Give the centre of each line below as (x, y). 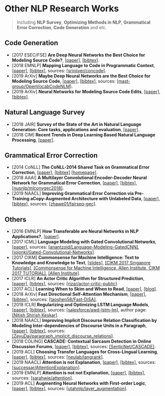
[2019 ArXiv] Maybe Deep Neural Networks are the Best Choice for (81, 76)
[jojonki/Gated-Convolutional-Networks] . (53, 252)
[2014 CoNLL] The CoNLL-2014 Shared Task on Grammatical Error (81, 167)
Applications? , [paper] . (36, 237)
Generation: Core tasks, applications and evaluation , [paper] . (76, 129)
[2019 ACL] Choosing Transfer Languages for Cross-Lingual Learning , (85, 352)
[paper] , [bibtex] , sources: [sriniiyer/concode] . (59, 71)
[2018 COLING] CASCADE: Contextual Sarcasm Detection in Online (82, 341)
